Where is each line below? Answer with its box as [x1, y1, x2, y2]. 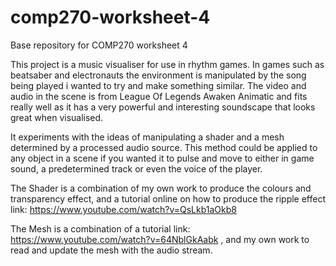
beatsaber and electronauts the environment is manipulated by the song [10, 69, 307, 81]
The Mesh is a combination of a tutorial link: [10, 222, 191, 235]
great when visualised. [10, 111, 104, 123]
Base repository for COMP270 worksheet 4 [10, 39, 188, 51]
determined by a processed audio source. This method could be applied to [10, 141, 318, 153]
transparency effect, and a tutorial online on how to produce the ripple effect [10, 192, 327, 205]
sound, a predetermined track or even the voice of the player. [10, 162, 263, 175]
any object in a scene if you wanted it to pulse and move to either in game [10, 152, 315, 164]
